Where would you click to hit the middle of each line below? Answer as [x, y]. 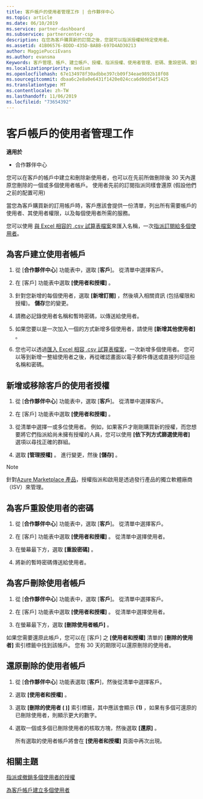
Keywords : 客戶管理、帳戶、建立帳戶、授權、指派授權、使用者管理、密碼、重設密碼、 [98, 62]
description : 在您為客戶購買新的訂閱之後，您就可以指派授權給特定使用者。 [89, 40]
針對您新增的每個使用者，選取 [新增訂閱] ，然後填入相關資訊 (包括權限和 [105, 296]
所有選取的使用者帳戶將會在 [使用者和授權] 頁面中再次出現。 [90, 741]
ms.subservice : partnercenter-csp [50, 35]
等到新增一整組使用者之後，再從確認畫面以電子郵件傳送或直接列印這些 [108, 357]
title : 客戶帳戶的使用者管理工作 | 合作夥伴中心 [60, 12]
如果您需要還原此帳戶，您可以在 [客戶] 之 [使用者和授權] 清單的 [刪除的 [94, 637]
